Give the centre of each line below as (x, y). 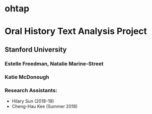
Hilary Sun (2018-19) (33, 101)
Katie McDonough (27, 77)
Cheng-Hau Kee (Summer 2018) (45, 106)
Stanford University (36, 49)
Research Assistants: (31, 90)
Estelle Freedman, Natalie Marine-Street (54, 63)
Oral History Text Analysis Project (76, 31)
